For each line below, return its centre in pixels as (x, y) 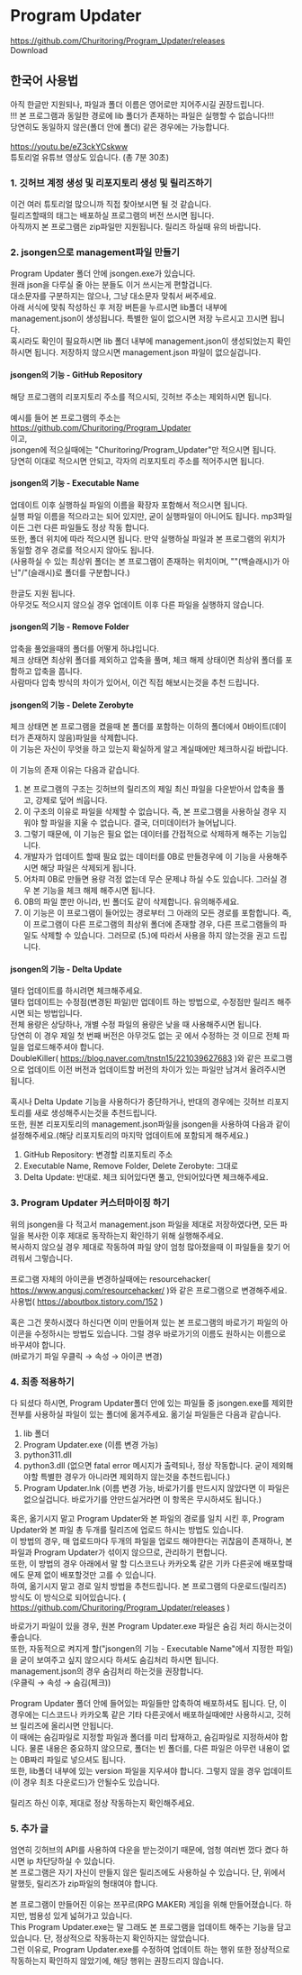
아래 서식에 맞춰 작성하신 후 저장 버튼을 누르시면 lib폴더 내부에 (119, 307)
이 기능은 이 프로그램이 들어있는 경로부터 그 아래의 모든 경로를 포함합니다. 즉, (157, 913)
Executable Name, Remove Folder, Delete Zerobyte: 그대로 (131, 1166)
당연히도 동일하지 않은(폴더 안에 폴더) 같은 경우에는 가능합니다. (120, 126)
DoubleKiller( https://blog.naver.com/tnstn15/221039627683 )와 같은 (136, 1058)
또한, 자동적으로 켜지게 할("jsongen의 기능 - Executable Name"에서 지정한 (142, 1648)
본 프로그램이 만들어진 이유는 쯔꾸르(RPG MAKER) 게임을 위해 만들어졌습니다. (146, 1905)
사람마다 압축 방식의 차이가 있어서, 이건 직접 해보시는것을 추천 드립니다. (135, 682)
